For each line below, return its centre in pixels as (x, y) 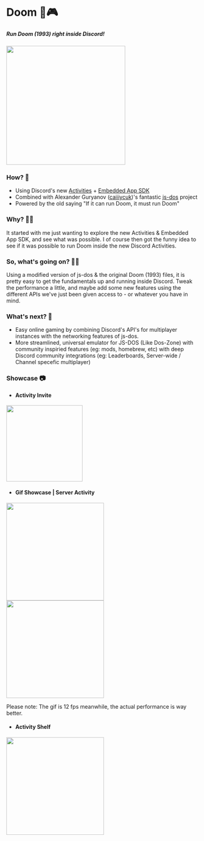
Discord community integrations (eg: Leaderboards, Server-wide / (98, 356)
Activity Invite (33, 395)
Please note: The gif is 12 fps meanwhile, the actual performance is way (97, 706)
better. (15, 713)
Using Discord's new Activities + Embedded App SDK (82, 191)
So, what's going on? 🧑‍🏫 (43, 262)
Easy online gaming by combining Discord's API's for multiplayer (96, 330)
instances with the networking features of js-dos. (77, 336)
